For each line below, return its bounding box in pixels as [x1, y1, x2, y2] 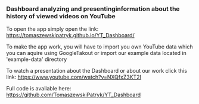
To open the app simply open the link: [6, 25, 99, 32]
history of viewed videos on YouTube [6, 12, 116, 20]
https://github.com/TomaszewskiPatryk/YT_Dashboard [6, 91, 141, 99]
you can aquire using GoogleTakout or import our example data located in [6, 50, 186, 57]
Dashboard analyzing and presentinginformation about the [6, 5, 180, 13]
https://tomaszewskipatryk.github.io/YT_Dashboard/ [6, 32, 135, 39]
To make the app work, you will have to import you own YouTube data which [6, 43, 193, 50]
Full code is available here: [6, 85, 71, 92]
